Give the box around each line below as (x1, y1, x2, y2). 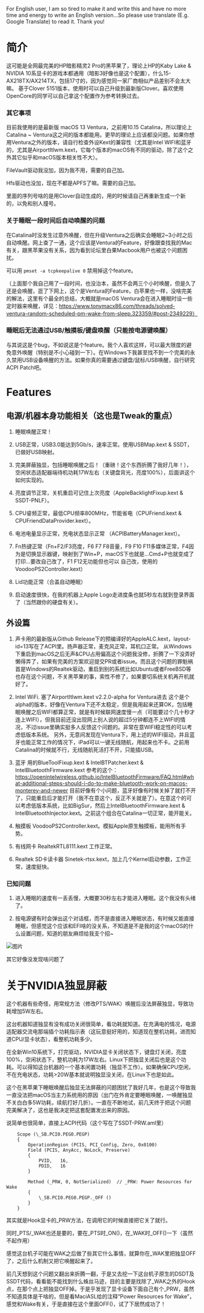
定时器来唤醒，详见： (6, 302, 59, 310)
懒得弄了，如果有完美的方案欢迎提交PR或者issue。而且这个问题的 (14, 657, 178, 665)
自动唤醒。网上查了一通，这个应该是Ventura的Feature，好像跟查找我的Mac (6, 238, 193, 246)
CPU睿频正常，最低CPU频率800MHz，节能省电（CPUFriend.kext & (14, 510, 182, 517)
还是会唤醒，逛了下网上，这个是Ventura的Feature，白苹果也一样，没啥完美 (6, 287, 193, 295)
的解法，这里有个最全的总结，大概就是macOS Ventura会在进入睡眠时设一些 (6, 295, 193, 302)
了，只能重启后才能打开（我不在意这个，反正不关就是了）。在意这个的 (14, 794, 187, 802)
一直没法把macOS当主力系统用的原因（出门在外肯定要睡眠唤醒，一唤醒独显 (6, 1091, 193, 1098)
